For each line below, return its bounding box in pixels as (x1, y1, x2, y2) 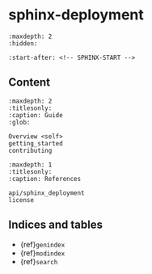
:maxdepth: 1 (8, 160, 53, 169)
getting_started (8, 139, 63, 147)
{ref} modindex (19, 248, 65, 258)
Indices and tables (8, 218, 103, 232)
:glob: (8, 118, 31, 126)
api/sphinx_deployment (8, 188, 85, 197)
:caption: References (8, 175, 82, 183)
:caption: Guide (8, 111, 63, 119)
